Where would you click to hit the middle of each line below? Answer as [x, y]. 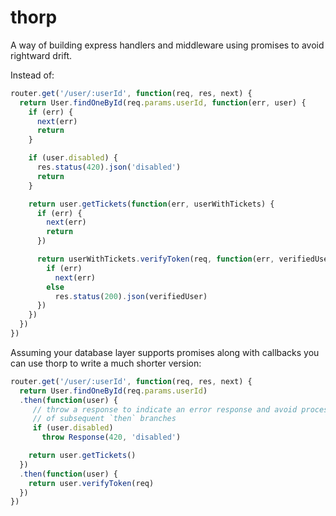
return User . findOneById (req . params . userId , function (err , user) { [163, 102]
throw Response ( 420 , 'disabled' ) [111, 437]
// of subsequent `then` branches [104, 419]
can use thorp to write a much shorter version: [106, 363]
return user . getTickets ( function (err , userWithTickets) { [151, 204]
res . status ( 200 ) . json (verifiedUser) [131, 296]
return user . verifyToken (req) [91, 483]
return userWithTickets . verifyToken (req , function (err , [155, 259]
